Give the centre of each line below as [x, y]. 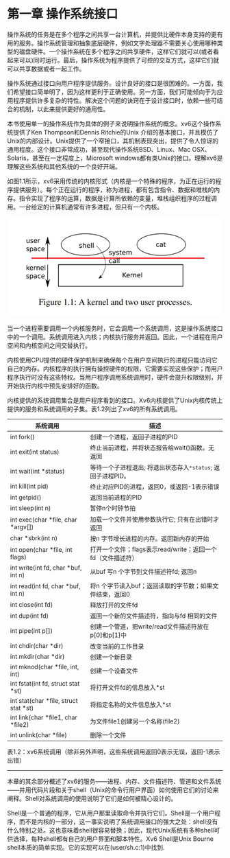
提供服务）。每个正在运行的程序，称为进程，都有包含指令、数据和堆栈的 [113, 189]
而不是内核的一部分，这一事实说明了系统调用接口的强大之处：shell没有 [118, 822]
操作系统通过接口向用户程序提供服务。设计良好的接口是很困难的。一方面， [112, 83]
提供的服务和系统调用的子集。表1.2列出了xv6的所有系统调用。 [94, 409]
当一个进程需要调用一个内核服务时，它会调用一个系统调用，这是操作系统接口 [115, 328]
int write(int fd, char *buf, [46, 568]
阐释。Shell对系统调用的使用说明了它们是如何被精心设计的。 [92, 798]
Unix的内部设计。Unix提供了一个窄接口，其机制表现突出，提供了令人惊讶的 [113, 141]
